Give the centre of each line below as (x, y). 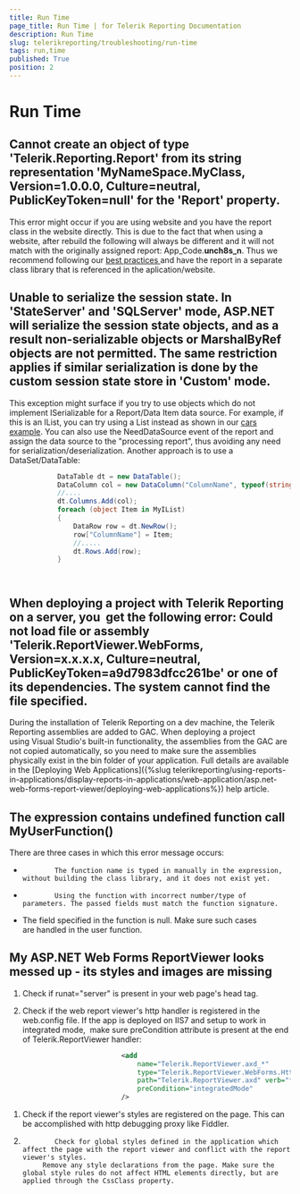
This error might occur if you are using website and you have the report (141, 222)
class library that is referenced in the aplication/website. (112, 269)
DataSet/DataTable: (45, 460)
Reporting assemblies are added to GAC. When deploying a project (133, 732)
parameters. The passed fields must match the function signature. (150, 903)
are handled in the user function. (82, 929)
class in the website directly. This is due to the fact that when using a (136, 231)
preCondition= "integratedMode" (195, 1089)
